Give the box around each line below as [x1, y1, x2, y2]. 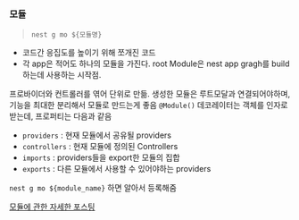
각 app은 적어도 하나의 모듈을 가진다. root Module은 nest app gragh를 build [21, 58, 290, 69]
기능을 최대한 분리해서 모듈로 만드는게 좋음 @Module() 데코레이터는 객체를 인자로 [9, 100, 288, 111]
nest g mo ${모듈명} [30, 30, 103, 39]
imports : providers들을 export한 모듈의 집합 [21, 152, 180, 163]
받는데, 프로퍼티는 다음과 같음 [9, 111, 112, 122]
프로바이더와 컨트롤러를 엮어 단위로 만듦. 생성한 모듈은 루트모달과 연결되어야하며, [9, 89, 291, 99]
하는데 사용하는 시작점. [21, 70, 102, 80]
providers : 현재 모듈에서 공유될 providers [21, 130, 172, 140]
